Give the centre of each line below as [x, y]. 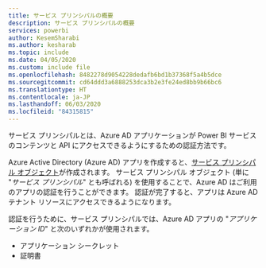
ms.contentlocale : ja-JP [49, 97]
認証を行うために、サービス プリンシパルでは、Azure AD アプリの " [119, 219]
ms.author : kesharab [42, 45]
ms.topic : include [39, 52]
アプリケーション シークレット [69, 246]
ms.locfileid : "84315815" [51, 112]
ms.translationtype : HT [48, 89]
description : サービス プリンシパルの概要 [71, 23]
